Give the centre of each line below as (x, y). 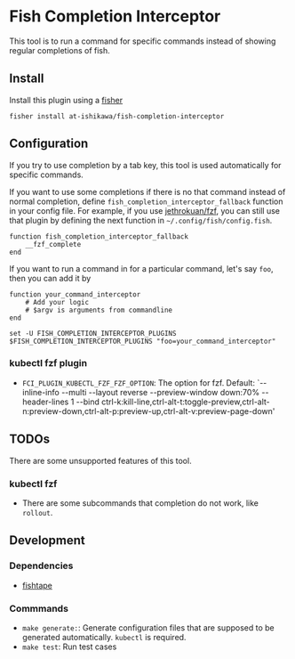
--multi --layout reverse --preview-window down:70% (160, 392)
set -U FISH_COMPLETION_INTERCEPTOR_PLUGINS (93, 333)
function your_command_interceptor (75, 294)
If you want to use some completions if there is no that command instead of (147, 191)
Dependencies (41, 565)
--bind (88, 402)
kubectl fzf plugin (48, 363)
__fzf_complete (53, 244)
